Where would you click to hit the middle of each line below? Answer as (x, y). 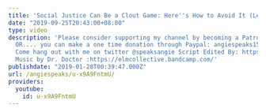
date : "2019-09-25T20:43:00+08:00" (67, 23)
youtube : (30, 89)
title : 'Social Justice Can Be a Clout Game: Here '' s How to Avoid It (127, 15)
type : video (28, 30)
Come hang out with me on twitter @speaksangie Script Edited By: (127, 52)
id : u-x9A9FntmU (49, 96)
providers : (26, 81)
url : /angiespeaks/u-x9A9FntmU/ (61, 74)
